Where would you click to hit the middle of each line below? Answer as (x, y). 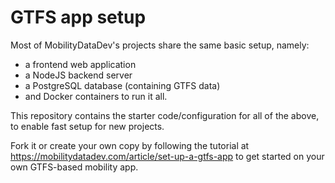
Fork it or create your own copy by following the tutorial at (130, 145)
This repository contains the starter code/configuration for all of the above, (165, 115)
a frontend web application (80, 64)
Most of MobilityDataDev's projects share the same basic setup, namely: (160, 45)
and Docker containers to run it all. (96, 96)
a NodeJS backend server (78, 75)
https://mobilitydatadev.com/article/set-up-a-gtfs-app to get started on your (167, 156)
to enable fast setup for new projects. (87, 126)
